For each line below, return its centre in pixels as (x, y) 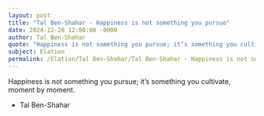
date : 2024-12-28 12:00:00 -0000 (63, 30)
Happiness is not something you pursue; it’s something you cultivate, (119, 81)
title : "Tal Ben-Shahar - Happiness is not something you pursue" (119, 23)
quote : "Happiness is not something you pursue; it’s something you (123, 45)
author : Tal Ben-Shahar (47, 37)
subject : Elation (37, 52)
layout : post (29, 15)
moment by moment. (42, 89)
